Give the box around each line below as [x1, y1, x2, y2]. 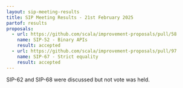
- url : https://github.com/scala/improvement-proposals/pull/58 [11, 31, 177, 37]
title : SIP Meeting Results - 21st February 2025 [6, 14, 134, 20]
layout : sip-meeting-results [6, 8, 80, 15]
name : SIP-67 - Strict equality [17, 54, 98, 60]
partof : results [6, 20, 47, 26]
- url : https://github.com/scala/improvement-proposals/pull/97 [11, 48, 177, 54]
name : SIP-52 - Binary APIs [17, 37, 88, 43]
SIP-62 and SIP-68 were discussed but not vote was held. [6, 76, 150, 83]
